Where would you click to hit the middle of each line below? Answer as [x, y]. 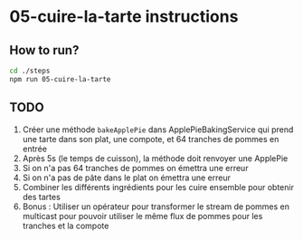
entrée [35, 149]
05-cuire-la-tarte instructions [124, 17]
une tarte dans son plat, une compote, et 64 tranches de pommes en [151, 139]
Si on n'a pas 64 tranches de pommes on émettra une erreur [135, 168]
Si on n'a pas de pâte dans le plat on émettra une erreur [126, 178]
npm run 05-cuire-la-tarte [60, 79]
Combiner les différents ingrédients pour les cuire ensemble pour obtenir [158, 187]
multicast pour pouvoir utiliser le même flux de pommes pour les [142, 216]
